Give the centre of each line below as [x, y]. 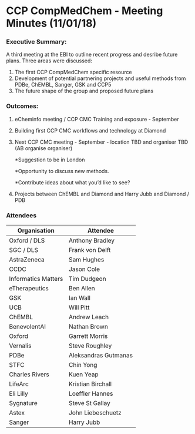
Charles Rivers [29, 375]
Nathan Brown [88, 327]
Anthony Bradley [92, 241]
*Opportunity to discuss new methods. [62, 171]
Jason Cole [84, 269]
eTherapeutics [29, 289]
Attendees [21, 215]
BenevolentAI [27, 327]
